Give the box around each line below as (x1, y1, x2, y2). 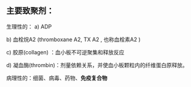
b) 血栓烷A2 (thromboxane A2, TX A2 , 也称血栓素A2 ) (6, 36, 141, 43)
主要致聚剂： (6, 5, 55, 16)
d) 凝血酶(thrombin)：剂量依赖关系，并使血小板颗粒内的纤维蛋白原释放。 (6, 61, 188, 68)
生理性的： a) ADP (6, 23, 52, 30)
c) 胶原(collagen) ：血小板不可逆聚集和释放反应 (6, 48, 125, 56)
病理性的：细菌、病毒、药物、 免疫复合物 (6, 74, 107, 82)
